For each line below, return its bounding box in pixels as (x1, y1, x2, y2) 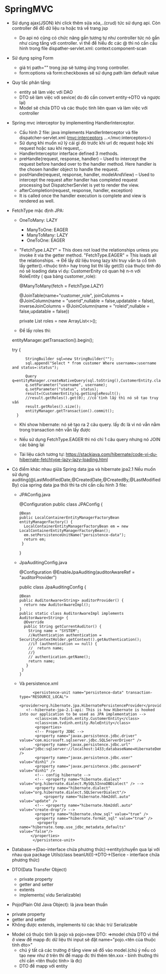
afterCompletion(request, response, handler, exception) (19, 187, 133, 193)
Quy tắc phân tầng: (11, 79, 52, 85)
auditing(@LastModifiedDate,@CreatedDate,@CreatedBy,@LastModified (11, 476, 161, 482)
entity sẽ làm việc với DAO (19, 89, 73, 95)
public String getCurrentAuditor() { (23, 624, 102, 629)
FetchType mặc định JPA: (11, 207, 64, 213)
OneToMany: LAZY (19, 217, 58, 223)
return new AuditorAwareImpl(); (23, 602, 91, 607)
